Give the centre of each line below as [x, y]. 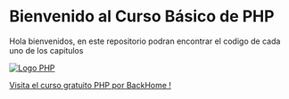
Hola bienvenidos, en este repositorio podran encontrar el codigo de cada [145, 41]
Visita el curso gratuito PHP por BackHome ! [91, 85]
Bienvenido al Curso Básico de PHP [142, 16]
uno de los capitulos [46, 50]
